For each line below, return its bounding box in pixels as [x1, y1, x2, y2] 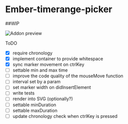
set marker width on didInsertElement [12, 84, 91, 90]
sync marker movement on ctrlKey [12, 61, 84, 68]
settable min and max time [12, 67, 68, 73]
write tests [12, 90, 35, 96]
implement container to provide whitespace [12, 56, 104, 61]
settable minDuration [12, 102, 57, 108]
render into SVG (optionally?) [12, 96, 73, 102]
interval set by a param [12, 79, 61, 85]
